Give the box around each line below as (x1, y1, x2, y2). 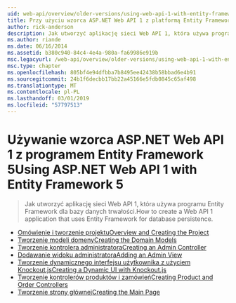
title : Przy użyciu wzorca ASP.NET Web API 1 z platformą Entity (7, 17, 202, 24)
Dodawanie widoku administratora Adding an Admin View (17, 250, 183, 259)
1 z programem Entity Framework (7, 147, 204, 163)
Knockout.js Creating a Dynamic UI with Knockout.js (17, 265, 167, 274)
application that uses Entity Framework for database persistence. (24, 215, 214, 223)
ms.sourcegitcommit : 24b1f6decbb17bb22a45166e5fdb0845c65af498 (7, 75, 197, 83)
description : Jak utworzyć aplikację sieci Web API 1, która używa (7, 29, 209, 37)
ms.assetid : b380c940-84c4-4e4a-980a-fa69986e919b (7, 50, 159, 57)
